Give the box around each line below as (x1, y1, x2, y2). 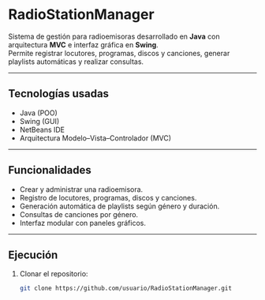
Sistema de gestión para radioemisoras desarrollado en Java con (8, 32, 220, 41)
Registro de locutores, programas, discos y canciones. (19, 193, 197, 202)
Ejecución (8, 248, 58, 261)
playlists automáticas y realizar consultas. (8, 57, 144, 66)
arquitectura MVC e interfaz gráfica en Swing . (8, 39, 159, 49)
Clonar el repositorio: (19, 269, 88, 279)
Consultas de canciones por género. (19, 209, 139, 219)
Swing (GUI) (19, 116, 60, 126)
